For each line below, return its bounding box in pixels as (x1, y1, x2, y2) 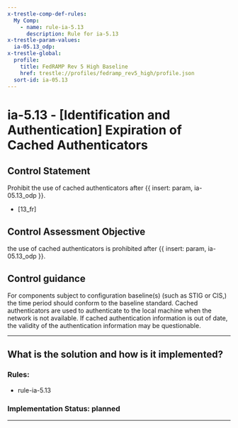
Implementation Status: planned (7, 403, 120, 413)
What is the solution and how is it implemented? (7, 349, 223, 361)
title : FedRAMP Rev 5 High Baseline (20, 63, 129, 70)
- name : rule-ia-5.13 (20, 23, 84, 30)
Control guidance (7, 272, 86, 284)
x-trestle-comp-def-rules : (7, 10, 87, 18)
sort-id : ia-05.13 (13, 76, 69, 84)
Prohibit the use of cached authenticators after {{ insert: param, (7, 184, 193, 192)
